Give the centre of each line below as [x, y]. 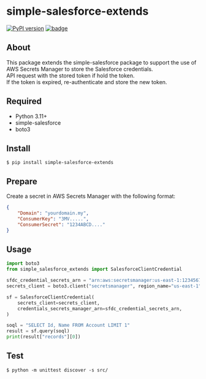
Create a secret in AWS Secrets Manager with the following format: [91, 196]
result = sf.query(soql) [38, 331]
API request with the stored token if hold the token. [71, 76]
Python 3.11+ [31, 116]
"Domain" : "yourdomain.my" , [53, 213]
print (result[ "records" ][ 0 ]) [44, 337]
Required [24, 102]
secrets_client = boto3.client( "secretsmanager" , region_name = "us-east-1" [104, 286]
